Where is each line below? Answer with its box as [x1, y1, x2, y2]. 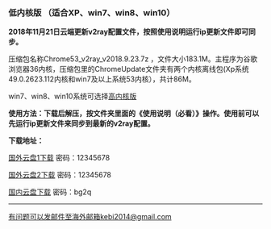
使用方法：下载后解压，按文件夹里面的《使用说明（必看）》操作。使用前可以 [8, 109, 260, 119]
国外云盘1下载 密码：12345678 [8, 153, 110, 163]
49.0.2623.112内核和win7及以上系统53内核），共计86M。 [8, 74, 196, 84]
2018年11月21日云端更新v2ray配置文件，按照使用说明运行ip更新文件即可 [8, 27, 248, 37]
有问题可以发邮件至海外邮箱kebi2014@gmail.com [8, 212, 172, 222]
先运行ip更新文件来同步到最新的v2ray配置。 [8, 119, 155, 128]
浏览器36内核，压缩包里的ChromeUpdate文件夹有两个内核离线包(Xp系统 [8, 65, 249, 74]
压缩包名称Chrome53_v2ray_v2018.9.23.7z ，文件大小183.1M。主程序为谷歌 [8, 54, 258, 64]
